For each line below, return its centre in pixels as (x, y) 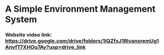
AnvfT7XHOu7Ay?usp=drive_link (46, 47)
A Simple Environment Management (81, 9)
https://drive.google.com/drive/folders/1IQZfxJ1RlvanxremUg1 (82, 41)
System (21, 19)
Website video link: (29, 35)
